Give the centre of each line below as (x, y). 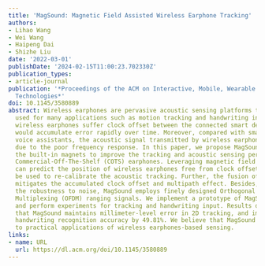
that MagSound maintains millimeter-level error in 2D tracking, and (132, 213)
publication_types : (40, 74)
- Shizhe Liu (30, 52)
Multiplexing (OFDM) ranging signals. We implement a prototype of (129, 198)
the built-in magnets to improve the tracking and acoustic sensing (130, 154)
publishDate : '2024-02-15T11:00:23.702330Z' (82, 67)
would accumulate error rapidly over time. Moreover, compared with (130, 132)
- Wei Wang (26, 37)
